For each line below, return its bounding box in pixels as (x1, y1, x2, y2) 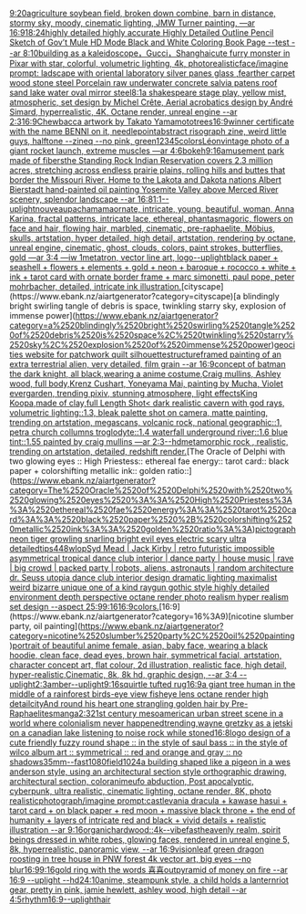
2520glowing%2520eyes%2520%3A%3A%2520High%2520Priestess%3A (9, 495, 293, 505)
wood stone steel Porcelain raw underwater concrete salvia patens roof (9, 78, 278, 88)
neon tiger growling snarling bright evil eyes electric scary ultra (9, 533, 247, 544)
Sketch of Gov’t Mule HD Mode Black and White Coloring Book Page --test (9, 37, 290, 47)
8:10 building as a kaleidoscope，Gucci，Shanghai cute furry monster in (22, 47, 291, 58)
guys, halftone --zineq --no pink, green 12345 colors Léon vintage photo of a (9, 136, 290, 146)
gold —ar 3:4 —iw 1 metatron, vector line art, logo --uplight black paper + (9, 252, 280, 263)
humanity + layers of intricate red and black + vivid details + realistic (9, 814, 267, 825)
